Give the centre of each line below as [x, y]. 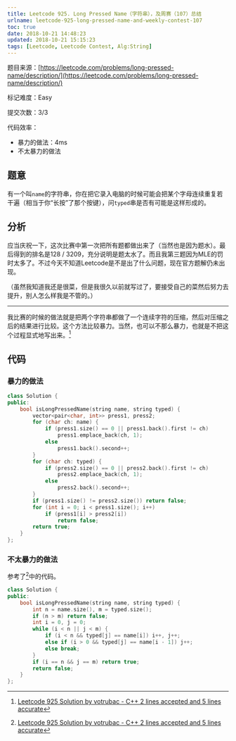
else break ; [62, 649]
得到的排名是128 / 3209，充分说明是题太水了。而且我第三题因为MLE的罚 [118, 254]
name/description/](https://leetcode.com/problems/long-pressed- [103, 75]
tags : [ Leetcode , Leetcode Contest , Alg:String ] [80, 46]
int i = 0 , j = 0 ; [59, 623]
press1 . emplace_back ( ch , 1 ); [100, 435]
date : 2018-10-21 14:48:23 [47, 33]
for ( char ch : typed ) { [67, 461]
